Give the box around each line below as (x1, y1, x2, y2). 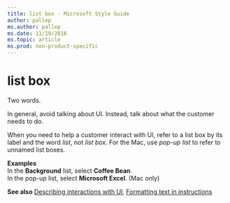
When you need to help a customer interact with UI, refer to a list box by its (7, 130, 223, 139)
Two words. (7, 96, 41, 104)
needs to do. (7, 117, 44, 125)
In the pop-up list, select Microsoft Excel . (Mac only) (7, 174, 160, 182)
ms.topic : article (7, 36, 61, 43)
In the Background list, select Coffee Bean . (7, 166, 133, 175)
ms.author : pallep (7, 23, 61, 30)
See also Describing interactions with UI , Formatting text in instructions (7, 187, 213, 196)
